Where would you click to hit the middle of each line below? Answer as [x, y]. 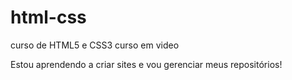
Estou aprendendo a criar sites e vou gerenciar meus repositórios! [146, 64]
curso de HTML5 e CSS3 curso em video [95, 45]
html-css [48, 17]
